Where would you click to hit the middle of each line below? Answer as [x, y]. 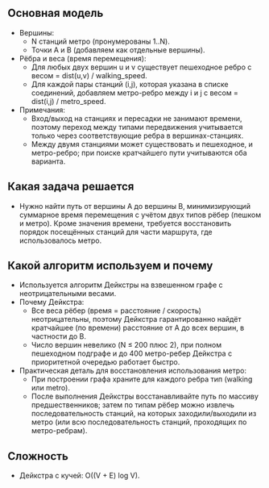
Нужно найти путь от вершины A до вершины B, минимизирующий [135, 206]
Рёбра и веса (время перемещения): [83, 58]
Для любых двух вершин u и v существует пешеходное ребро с [141, 67]
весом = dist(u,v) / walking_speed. [89, 75]
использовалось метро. [60, 240]
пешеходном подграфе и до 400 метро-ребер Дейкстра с [132, 353]
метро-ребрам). [59, 431]
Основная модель [56, 13]
